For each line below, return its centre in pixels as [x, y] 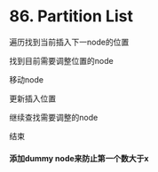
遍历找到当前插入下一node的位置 [69, 42]
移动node [27, 79]
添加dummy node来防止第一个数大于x [79, 158]
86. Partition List [71, 16]
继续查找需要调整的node [54, 117]
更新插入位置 [32, 98]
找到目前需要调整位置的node [61, 60]
